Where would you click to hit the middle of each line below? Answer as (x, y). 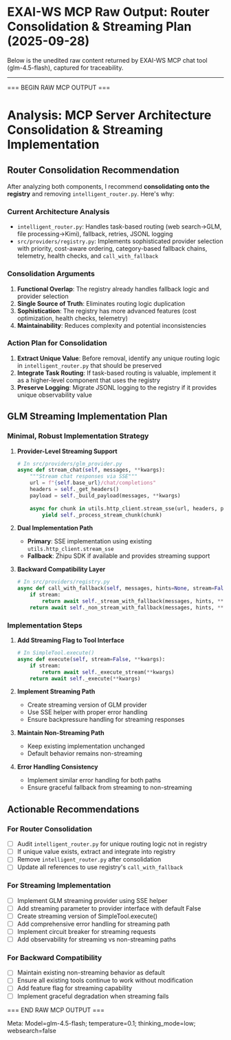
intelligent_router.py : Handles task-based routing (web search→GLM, (119, 227)
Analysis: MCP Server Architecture (109, 115)
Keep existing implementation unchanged (86, 746)
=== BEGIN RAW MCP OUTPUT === (59, 87)
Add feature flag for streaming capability (75, 988)
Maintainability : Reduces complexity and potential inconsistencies (111, 325)
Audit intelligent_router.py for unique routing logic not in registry (112, 844)
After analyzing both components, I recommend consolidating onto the (108, 186)
